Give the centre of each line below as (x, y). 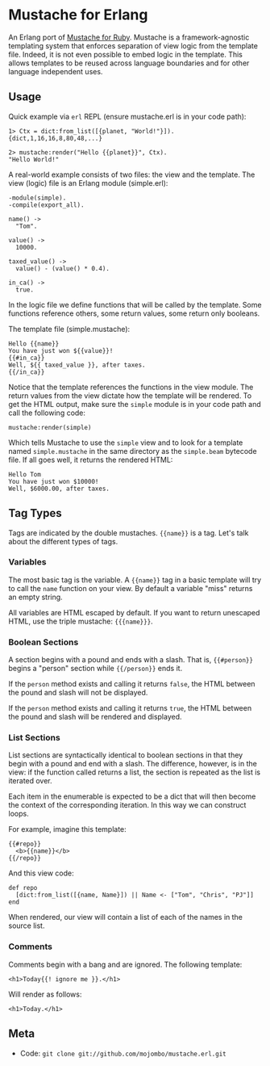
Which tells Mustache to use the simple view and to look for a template (126, 443)
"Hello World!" (34, 159)
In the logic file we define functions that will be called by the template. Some (135, 304)
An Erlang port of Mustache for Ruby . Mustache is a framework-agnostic (129, 37)
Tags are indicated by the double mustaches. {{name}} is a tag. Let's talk (129, 533)
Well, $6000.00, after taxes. (59, 489)
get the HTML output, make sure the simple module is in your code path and (135, 404)
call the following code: (47, 413)
